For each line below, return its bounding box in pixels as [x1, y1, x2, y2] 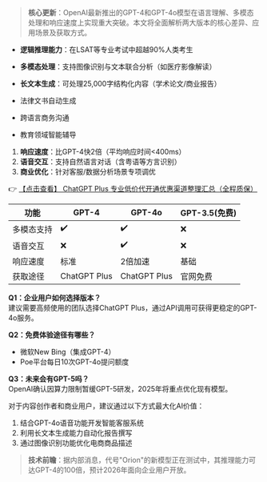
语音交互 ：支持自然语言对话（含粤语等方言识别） [19, 157, 181, 167]
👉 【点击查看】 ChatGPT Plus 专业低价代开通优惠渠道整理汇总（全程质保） [8, 184, 258, 193]
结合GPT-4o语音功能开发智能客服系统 [19, 418, 145, 428]
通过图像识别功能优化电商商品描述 [19, 438, 133, 448]
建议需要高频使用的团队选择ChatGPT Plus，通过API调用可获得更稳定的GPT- [8, 303, 257, 312]
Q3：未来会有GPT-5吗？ [8, 374, 90, 384]
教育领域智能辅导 [19, 130, 77, 139]
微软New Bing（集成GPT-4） [19, 347, 116, 356]
